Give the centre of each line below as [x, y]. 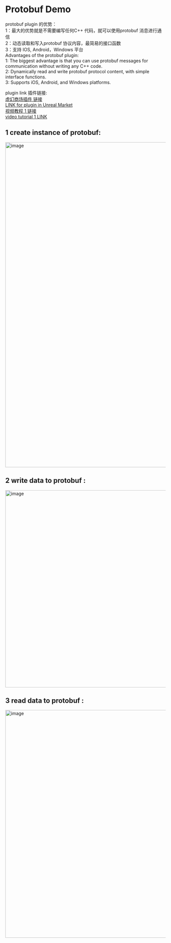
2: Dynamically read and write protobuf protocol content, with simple [77, 71]
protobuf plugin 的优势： [31, 24]
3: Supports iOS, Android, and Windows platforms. [58, 82]
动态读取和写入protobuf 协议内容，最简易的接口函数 [67, 43]
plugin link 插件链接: [26, 93]
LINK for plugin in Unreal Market [39, 105]
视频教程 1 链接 [21, 111]
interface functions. [26, 77]
